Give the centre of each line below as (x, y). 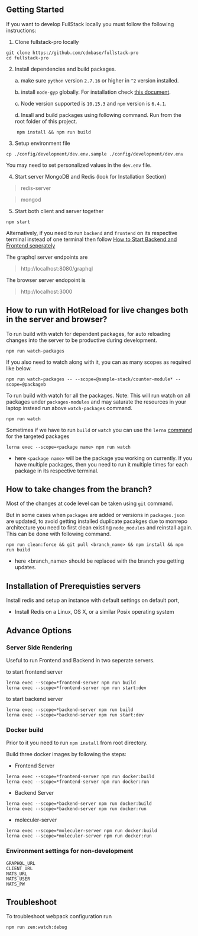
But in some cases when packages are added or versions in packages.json (95, 515)
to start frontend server (35, 672)
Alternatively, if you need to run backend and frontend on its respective (92, 233)
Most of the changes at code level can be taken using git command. (90, 503)
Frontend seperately (31, 245)
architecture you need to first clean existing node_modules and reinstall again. (99, 528)
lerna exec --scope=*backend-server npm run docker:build (79, 804)
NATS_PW (16, 884)
